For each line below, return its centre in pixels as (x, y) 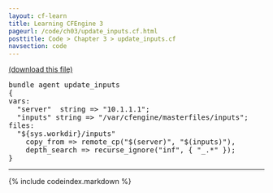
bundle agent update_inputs (64, 85)
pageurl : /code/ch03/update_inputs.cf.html (83, 31)
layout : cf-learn (38, 16)
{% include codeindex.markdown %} (70, 182)
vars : (19, 101)
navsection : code (38, 46)
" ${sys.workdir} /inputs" (66, 134)
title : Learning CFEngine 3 (56, 24)
